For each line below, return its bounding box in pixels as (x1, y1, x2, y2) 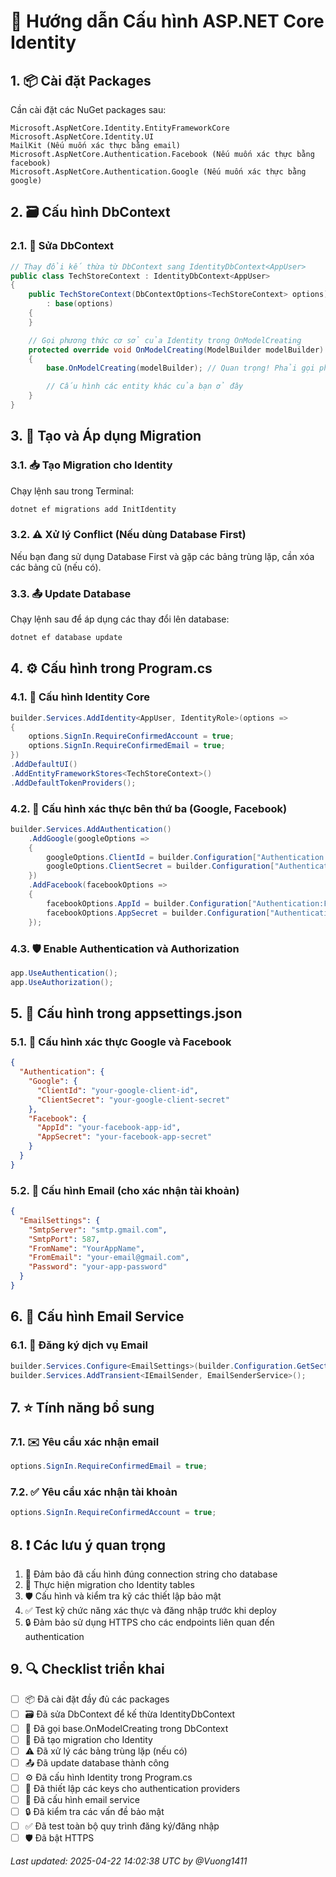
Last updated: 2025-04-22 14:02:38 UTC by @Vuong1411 (10, 1855, 248, 1867)
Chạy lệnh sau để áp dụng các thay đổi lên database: (10, 613, 230, 625)
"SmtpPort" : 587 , (28, 1234, 101, 1244)
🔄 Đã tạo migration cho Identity (24, 1733, 153, 1745)
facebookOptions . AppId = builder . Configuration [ (46, 898, 253, 909)
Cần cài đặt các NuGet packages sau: (10, 104, 167, 115)
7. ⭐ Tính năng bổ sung (10, 1399, 155, 1416)
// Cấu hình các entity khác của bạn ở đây (46, 381, 244, 392)
